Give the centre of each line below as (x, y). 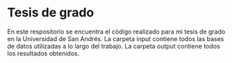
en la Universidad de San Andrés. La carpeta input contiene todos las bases (116, 38)
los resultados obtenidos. (43, 53)
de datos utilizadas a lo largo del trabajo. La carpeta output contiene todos (114, 46)
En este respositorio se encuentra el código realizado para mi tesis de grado (116, 32)
